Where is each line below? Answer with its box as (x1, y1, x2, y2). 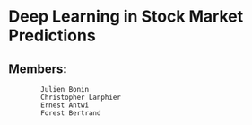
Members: (8, 61, 68, 76)
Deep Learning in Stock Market (8, 6, 244, 27)
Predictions (8, 25, 96, 46)
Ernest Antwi (40, 101, 90, 110)
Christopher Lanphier (40, 93, 122, 102)
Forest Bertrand (40, 109, 101, 118)
